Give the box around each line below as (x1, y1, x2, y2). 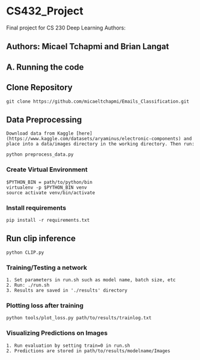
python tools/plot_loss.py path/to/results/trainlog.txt (6, 315, 152, 321)
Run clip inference (6, 233, 76, 244)
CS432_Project (6, 4, 83, 18)
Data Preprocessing (6, 114, 82, 124)
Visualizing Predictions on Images (6, 329, 108, 337)
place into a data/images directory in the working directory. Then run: (6, 141, 195, 147)
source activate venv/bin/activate (6, 189, 95, 196)
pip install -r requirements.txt (6, 217, 90, 223)
